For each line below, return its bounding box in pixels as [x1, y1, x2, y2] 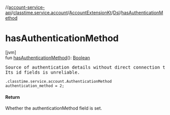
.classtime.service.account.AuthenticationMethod [5, 79, 112, 84]
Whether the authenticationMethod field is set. [5, 105, 102, 111]
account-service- [8, 5, 45, 10]
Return [5, 94, 20, 100]
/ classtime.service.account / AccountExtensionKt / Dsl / [11, 10, 121, 16]
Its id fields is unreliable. [5, 69, 80, 75]
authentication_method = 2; [5, 83, 65, 88]
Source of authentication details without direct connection [5, 64, 160, 70]
